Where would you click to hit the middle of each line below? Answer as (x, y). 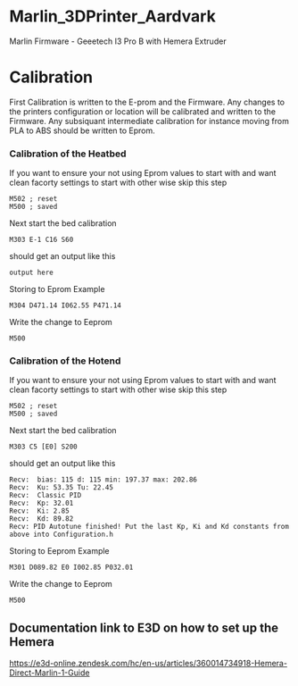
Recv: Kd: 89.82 (41, 519)
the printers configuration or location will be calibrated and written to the (143, 111)
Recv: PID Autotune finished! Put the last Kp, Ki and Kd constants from (149, 527)
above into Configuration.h (62, 535)
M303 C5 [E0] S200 (43, 447)
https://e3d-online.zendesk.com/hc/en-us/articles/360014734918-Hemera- (149, 664)
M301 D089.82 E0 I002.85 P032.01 (71, 568)
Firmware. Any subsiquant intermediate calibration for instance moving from (149, 121)
